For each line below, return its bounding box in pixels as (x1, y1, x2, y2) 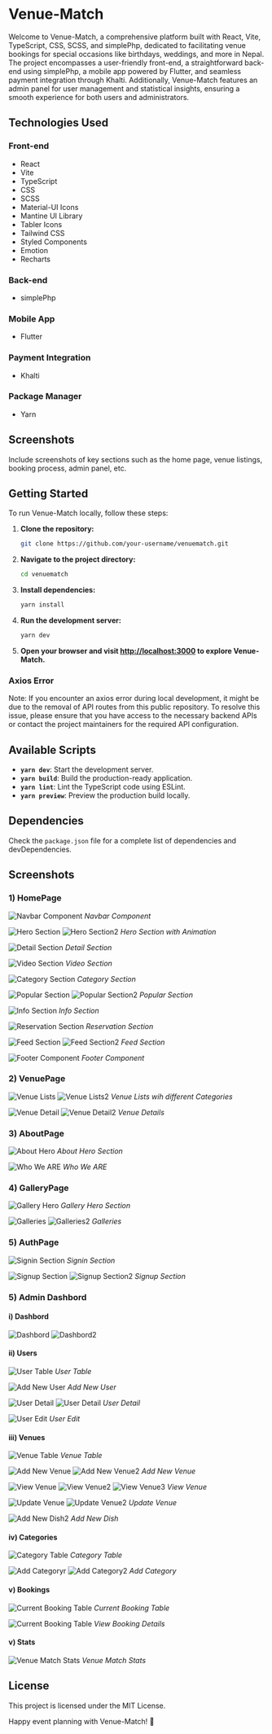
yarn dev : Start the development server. (20, 764, 154, 774)
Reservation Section (85, 1021, 154, 1031)
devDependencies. (8, 844, 72, 854)
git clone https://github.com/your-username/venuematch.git (20, 540, 229, 548)
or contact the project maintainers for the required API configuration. (8, 720, 239, 729)
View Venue (166, 1482, 208, 1492)
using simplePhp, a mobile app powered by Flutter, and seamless (23, 66, 242, 76)
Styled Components (20, 237, 88, 247)
